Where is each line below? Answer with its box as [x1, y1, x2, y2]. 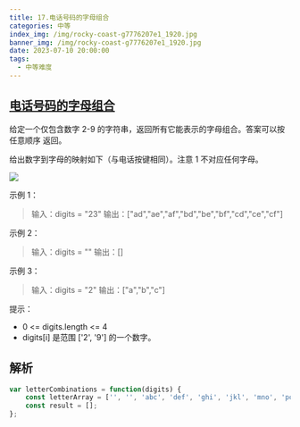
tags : [9, 54, 29, 63]
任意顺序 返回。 [9, 135, 67, 146]
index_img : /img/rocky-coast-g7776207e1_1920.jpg [9, 29, 198, 38]
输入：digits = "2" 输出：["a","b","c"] [30, 284, 165, 295]
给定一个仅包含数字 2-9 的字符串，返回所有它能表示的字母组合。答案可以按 [9, 123, 286, 134]
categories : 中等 [9, 21, 71, 30]
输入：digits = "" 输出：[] [30, 247, 123, 257]
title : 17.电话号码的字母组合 [9, 13, 110, 22]
